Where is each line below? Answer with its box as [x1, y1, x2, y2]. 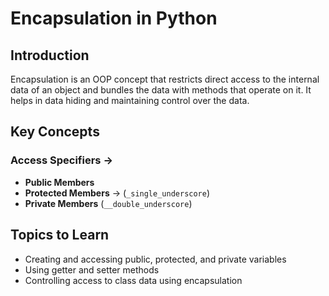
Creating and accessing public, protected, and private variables [24, 253, 287, 265]
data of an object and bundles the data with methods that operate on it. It [10, 84, 312, 96]
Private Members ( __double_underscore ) [24, 197, 193, 209]
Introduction [10, 47, 90, 64]
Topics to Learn [10, 227, 110, 244]
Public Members [24, 176, 95, 188]
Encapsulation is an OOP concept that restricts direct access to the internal [10, 73, 320, 85]
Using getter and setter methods [24, 263, 160, 276]
